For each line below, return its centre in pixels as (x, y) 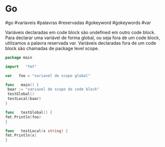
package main (19, 57)
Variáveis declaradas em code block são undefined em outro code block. (80, 32)
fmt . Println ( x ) (21, 135)
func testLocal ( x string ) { (37, 131)
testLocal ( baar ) (24, 99)
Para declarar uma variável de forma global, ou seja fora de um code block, (83, 38)
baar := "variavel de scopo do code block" (53, 89)
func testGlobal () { (29, 112)
